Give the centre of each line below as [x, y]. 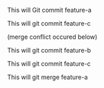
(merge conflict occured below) [52, 37]
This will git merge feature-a [47, 77]
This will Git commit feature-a [50, 10]
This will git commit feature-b [49, 50]
